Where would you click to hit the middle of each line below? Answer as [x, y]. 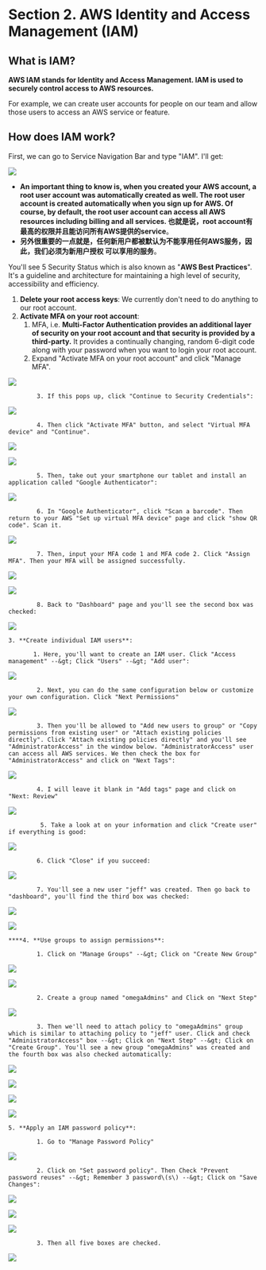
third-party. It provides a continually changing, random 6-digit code [143, 341]
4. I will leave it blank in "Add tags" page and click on [137, 789]
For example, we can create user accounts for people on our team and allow [133, 104]
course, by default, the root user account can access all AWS [123, 211]
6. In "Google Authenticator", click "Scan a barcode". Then [140, 511]
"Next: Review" [33, 796]
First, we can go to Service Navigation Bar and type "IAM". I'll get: [116, 156]
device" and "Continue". [49, 432]
